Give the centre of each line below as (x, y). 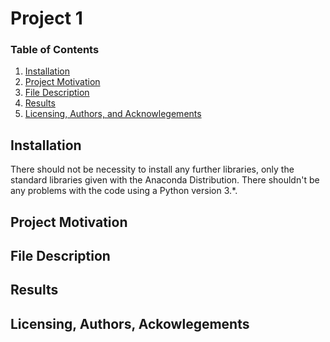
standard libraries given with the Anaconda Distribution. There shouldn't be (165, 180)
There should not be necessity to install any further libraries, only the (152, 169)
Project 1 (46, 18)
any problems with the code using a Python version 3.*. (124, 191)
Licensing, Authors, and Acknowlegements (113, 114)
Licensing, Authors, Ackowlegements (130, 323)
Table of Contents (55, 50)
